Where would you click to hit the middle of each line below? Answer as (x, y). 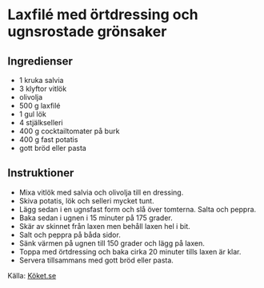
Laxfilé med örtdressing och (103, 15)
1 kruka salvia (41, 80)
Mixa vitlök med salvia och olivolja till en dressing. (101, 192)
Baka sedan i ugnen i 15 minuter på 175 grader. (96, 218)
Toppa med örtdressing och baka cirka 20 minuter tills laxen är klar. (130, 251)
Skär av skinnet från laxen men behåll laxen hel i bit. (105, 226)
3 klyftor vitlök (43, 89)
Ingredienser (40, 61)
